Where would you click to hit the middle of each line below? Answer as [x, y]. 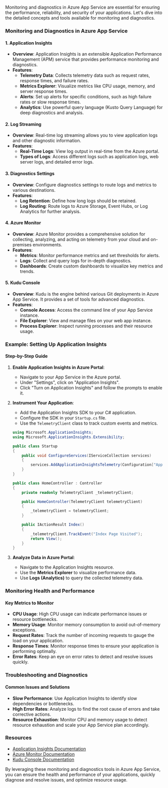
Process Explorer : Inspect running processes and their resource [86, 326]
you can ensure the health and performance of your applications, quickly [80, 774]
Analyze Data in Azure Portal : [43, 558]
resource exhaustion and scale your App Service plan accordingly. [81, 725]
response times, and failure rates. [54, 81]
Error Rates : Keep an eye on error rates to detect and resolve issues [83, 656]
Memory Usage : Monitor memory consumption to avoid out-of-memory [86, 625]
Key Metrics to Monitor [29, 603]
